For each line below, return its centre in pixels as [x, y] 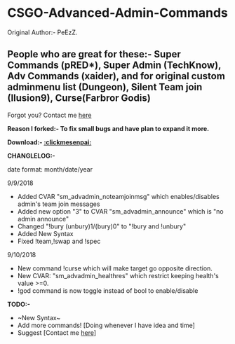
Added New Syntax [45, 233]
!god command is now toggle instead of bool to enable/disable [108, 290]
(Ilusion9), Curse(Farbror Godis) [79, 98]
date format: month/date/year [50, 169]
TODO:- [19, 304]
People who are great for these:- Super [94, 54]
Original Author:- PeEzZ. [42, 32]
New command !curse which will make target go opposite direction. [115, 268]
